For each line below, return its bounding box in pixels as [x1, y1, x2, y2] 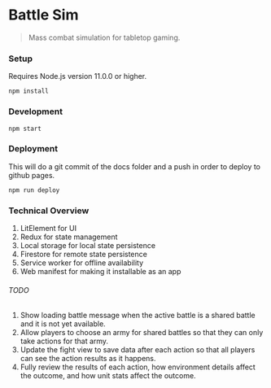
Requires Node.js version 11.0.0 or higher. [8, 72, 147, 81]
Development [8, 106, 63, 117]
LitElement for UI [20, 224, 77, 233]
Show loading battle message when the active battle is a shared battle [20, 311, 256, 320]
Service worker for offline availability [20, 258, 144, 268]
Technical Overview [8, 205, 90, 216]
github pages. [8, 170, 55, 180]
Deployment [8, 143, 59, 155]
